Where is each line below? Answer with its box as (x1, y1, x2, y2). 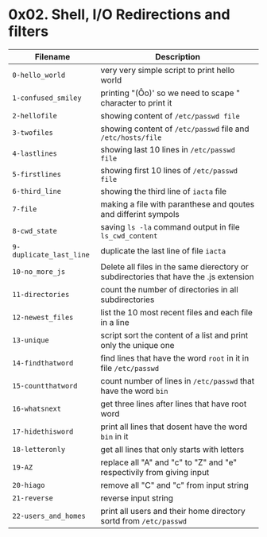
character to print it (100, 97, 172, 108)
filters (8, 22, 49, 41)
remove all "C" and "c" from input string (100, 479, 249, 490)
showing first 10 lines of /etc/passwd (100, 164, 238, 176)
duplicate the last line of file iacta (100, 245, 226, 256)
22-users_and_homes (12, 511, 86, 520)
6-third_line (12, 187, 62, 195)
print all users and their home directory (100, 505, 246, 516)
